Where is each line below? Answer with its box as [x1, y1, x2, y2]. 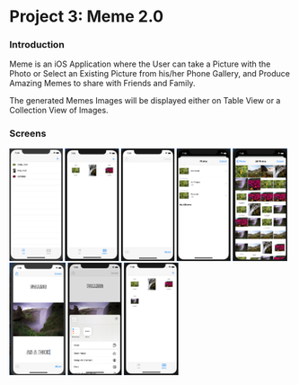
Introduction [9, 39, 65, 51]
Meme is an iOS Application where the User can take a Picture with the [9, 58, 271, 69]
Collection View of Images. [9, 105, 110, 116]
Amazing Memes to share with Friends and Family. [9, 78, 196, 89]
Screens [9, 128, 47, 140]
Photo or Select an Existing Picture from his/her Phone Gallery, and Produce [9, 68, 290, 79]
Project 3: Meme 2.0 [9, 6, 164, 27]
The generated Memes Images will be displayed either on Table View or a [9, 95, 281, 106]
